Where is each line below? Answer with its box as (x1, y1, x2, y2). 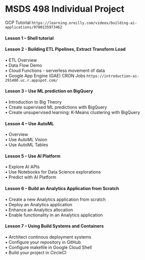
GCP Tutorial (5, 20, 31, 25)
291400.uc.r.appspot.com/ (5, 78, 58, 83)
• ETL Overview (5, 57, 37, 63)
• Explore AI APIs (5, 164, 40, 170)
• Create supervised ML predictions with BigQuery (5, 104, 107, 110)
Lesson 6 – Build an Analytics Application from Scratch (5, 185, 119, 191)
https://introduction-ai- (86, 73, 140, 79)
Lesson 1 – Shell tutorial (5, 35, 54, 41)
